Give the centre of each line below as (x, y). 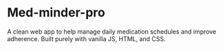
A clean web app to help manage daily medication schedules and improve (112, 32)
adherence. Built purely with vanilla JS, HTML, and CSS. (87, 38)
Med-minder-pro (56, 13)
